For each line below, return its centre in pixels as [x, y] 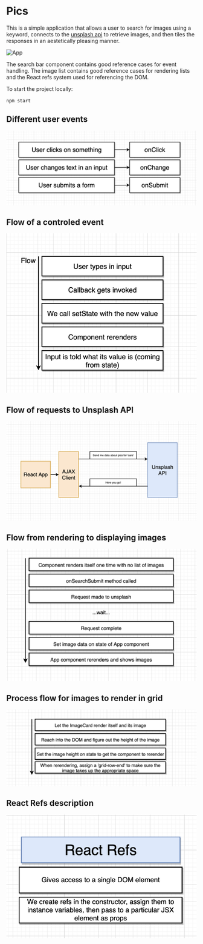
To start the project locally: [40, 88]
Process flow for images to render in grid [85, 698]
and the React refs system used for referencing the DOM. [78, 77]
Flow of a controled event [55, 222]
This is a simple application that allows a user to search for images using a [99, 28]
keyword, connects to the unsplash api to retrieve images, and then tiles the [101, 34]
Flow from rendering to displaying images [86, 538]
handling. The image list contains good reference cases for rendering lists [98, 70]
